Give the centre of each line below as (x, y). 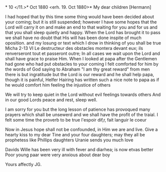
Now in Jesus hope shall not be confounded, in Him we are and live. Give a (82, 129)
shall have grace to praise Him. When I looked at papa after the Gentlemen (81, 59)
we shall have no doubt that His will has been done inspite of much (73, 38)
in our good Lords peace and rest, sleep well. (51, 100)
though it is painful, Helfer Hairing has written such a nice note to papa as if (82, 80)
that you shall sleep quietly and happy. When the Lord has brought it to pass (83, 32)
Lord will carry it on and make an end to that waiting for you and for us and (81, 27)
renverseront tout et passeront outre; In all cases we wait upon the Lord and (83, 53)
